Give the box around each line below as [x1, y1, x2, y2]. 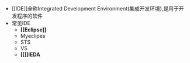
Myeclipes [20, 33, 46, 39]
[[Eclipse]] [20, 26, 47, 33]
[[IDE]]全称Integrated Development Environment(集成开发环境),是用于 [11, 5, 179, 12]
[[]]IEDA [20, 51, 41, 58]
